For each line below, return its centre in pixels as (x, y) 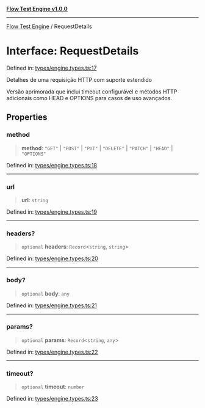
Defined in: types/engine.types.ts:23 (52, 399)
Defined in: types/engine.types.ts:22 (52, 352)
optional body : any (45, 293)
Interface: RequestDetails (73, 51)
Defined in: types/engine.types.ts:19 (52, 212)
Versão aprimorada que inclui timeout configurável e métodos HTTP (92, 92)
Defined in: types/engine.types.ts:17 (52, 68)
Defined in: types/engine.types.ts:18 (52, 165)
